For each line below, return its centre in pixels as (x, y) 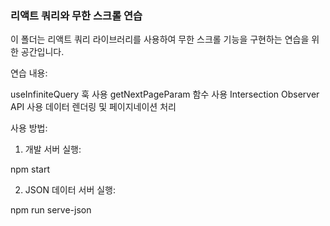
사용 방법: (29, 128)
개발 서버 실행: (53, 149)
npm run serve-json (51, 210)
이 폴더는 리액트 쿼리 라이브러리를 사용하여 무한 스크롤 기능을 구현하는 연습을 (160, 39)
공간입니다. (42, 52)
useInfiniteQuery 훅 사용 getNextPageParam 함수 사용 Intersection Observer (165, 94)
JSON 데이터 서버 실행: (70, 190)
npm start (30, 169)
